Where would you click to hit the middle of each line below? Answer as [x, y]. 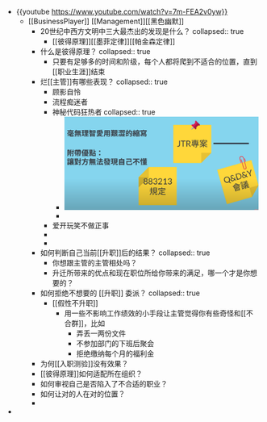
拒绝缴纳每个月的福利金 [115, 353]
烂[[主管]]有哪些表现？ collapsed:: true [104, 81]
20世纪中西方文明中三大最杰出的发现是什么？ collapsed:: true [142, 31]
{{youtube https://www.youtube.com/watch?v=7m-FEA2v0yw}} [122, 12]
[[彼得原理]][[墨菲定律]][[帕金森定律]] [114, 41]
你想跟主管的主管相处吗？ [95, 262]
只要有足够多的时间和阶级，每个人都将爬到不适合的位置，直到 [155, 61]
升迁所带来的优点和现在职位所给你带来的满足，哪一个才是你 [151, 273]
